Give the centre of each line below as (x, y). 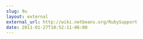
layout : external (27, 17)
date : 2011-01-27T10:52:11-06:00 (47, 27)
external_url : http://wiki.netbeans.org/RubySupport (72, 22)
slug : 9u (17, 11)
